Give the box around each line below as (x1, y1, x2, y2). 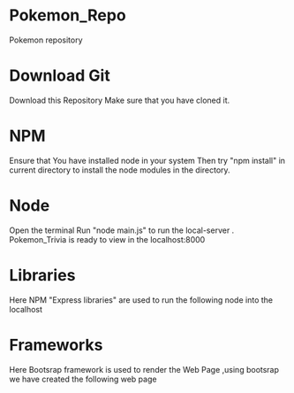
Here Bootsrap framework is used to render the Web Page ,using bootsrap (9, 364, 280, 374)
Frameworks (9, 335, 103, 355)
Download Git (9, 65, 110, 86)
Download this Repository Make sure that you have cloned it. (9, 95, 230, 105)
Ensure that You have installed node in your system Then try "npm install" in (9, 155, 285, 166)
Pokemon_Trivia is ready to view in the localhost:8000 (9, 234, 206, 244)
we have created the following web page (9, 374, 157, 384)
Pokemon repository (9, 35, 83, 45)
